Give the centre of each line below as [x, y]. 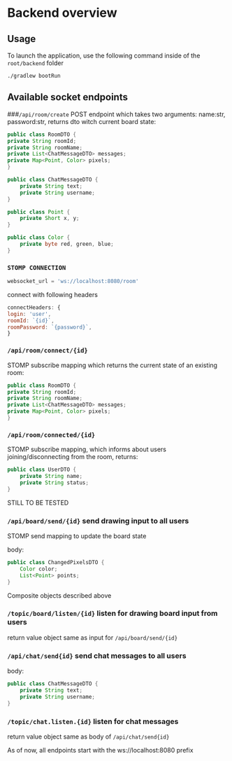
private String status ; [55, 482]
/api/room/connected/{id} [51, 435]
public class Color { [39, 238]
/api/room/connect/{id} [48, 351]
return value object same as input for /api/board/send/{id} [93, 637]
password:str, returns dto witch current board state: [81, 121]
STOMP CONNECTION [37, 267]
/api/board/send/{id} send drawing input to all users [98, 521]
